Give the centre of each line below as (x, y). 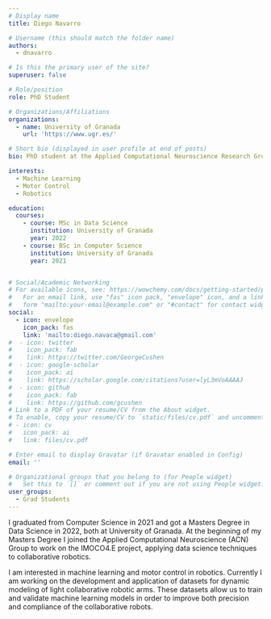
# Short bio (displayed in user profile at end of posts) (108, 149)
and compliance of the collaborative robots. (81, 606)
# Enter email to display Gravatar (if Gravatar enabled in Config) (126, 455)
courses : (30, 216)
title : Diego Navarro (45, 23)
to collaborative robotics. (50, 556)
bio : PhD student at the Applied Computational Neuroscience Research (129, 157)
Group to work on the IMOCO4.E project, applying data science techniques (133, 548)
